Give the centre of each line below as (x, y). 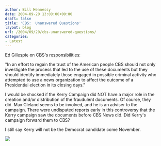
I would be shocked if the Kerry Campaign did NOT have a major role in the (80, 94)
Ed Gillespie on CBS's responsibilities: (43, 55)
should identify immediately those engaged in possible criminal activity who (81, 74)
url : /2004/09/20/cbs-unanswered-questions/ (51, 32)
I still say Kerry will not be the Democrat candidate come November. (73, 130)
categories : (17, 37)
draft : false (18, 18)
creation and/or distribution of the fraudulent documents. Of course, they (78, 99)
